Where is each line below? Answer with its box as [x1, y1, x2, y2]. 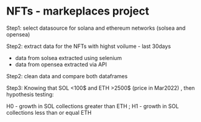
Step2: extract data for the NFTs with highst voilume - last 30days [6, 42, 171, 50]
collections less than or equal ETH [6, 109, 92, 116]
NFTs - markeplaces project [6, 4, 149, 18]
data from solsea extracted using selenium [15, 54, 122, 61]
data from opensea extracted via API [15, 61, 107, 68]
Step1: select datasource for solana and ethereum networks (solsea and [6, 24, 186, 32]
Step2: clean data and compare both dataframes [6, 72, 128, 80]
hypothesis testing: [6, 90, 54, 98]
